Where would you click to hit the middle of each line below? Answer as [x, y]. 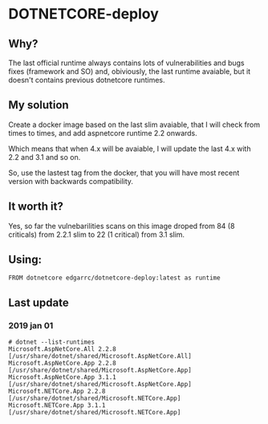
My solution [39, 105]
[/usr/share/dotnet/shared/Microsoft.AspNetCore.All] [100, 357]
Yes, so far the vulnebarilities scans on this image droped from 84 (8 [122, 226]
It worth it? [36, 207]
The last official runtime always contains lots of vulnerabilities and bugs [126, 63]
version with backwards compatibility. [71, 181]
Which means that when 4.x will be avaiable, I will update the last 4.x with [130, 149]
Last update [39, 302]
